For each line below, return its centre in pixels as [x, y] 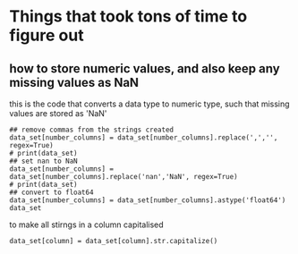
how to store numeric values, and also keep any [145, 68]
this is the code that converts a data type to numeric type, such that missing [149, 104]
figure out [47, 35]
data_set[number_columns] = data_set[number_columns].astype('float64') [148, 200]
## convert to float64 [51, 192]
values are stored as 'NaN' [58, 113]
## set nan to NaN [43, 161]
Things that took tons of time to [128, 17]
